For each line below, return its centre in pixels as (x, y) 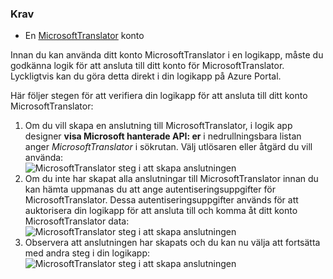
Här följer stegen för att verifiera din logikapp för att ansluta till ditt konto (159, 96)
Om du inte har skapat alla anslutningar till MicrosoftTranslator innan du (171, 179)
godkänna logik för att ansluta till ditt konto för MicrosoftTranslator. (147, 66)
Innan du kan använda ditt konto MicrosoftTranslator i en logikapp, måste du (167, 55)
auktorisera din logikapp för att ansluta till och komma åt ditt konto (161, 211)
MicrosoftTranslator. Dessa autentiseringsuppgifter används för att (161, 200)
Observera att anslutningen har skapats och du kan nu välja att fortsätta (172, 243)
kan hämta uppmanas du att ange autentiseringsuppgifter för (150, 189)
